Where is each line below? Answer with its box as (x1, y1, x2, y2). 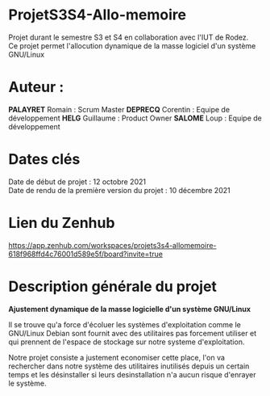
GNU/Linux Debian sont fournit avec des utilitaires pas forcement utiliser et (8, 328, 256, 338)
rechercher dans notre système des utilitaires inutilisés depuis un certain (8, 361, 250, 371)
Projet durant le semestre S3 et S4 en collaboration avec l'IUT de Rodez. (8, 32, 249, 42)
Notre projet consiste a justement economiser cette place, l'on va (8, 352, 226, 362)
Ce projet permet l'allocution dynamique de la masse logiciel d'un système (8, 40, 256, 50)
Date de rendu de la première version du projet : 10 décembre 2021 (8, 185, 231, 195)
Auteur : (8, 78, 64, 96)
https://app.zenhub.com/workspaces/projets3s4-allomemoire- (8, 240, 217, 250)
